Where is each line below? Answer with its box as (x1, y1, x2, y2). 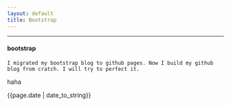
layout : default (7, 10, 54, 17)
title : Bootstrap (7, 17, 57, 23)
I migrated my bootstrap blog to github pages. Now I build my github (7, 59, 214, 66)
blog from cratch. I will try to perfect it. (7, 65, 140, 72)
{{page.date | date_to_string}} (7, 91, 91, 99)
